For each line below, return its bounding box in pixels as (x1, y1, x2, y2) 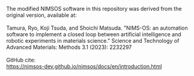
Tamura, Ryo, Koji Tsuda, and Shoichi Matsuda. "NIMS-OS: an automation (6, 24, 188, 31)
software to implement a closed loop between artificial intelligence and (6, 31, 181, 38)
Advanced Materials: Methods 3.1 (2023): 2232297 (6, 43, 132, 51)
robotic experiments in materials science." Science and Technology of (6, 37, 180, 44)
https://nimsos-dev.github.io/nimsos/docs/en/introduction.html (6, 63, 162, 70)
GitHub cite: (6, 57, 36, 63)
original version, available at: (6, 11, 77, 19)
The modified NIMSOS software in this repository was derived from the (6, 5, 182, 12)
